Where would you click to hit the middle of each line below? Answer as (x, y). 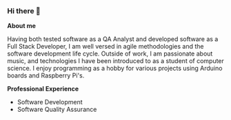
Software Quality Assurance (57, 110)
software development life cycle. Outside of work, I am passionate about (110, 53)
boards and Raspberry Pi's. (46, 75)
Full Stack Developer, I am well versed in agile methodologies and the (106, 47)
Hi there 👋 (24, 11)
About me (22, 26)
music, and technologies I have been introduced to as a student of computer (115, 61)
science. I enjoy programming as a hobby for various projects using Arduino (115, 69)
